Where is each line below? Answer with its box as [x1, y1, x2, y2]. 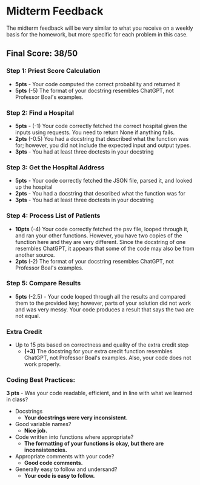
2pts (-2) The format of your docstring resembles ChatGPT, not [15, 257, 174, 265]
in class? [6, 396, 28, 403]
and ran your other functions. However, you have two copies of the [15, 232, 182, 239]
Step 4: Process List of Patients [6, 211, 101, 220]
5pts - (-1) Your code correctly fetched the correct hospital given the [15, 122, 187, 129]
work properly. [24, 361, 61, 368]
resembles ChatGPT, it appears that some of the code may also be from [15, 245, 195, 252]
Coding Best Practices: [6, 376, 76, 384]
